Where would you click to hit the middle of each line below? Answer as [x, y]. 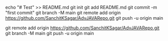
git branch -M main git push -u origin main [50, 33]
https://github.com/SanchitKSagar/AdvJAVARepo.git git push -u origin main [84, 18]
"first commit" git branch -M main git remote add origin [63, 13]
